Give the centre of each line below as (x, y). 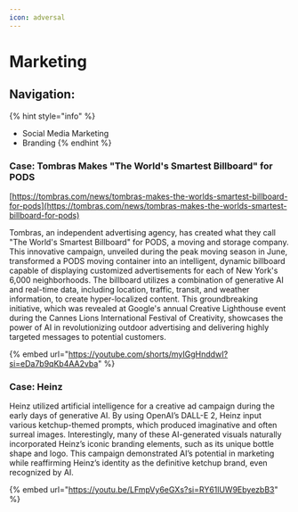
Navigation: (42, 95)
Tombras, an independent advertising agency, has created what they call (143, 232)
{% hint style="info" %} (52, 116)
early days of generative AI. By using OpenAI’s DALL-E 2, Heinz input (136, 416)
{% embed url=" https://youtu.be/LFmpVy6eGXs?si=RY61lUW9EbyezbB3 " (144, 490)
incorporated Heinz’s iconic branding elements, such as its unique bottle (141, 444)
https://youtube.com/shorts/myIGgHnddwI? (148, 354)
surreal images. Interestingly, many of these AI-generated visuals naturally (145, 434)
